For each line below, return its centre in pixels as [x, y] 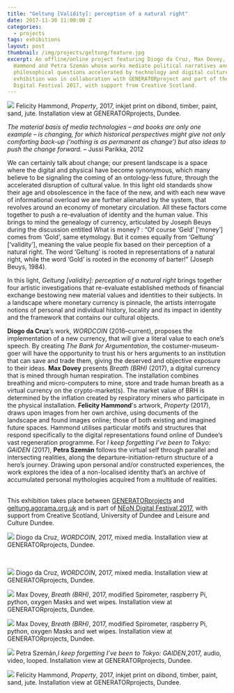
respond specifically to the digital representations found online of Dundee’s [115, 435]
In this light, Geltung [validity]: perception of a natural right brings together [115, 280]
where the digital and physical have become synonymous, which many [109, 170]
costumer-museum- [191, 346]
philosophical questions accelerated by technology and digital [109, 72]
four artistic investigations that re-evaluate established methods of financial [116, 288]
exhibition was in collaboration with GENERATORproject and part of [115, 79]
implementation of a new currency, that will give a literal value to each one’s [116, 338]
